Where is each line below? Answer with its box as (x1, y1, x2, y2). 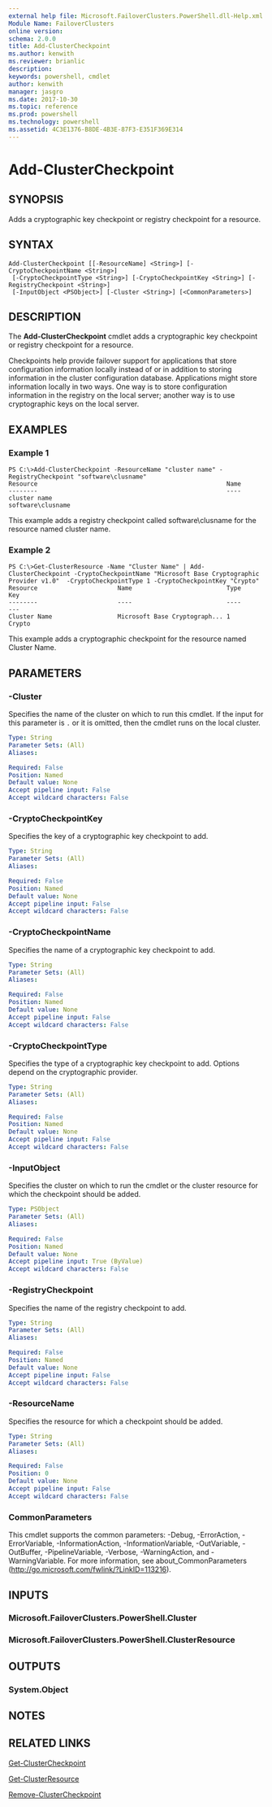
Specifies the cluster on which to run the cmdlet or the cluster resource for (8, 1181, 258, 1190)
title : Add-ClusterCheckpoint (8, 42, 111, 50)
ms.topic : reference (8, 103, 79, 111)
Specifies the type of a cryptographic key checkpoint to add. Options (8, 1058, 240, 1068)
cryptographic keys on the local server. (8, 399, 140, 409)
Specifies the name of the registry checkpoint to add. (8, 1303, 187, 1312)
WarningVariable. (8, 1556, 67, 1566)
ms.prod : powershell (8, 111, 79, 119)
